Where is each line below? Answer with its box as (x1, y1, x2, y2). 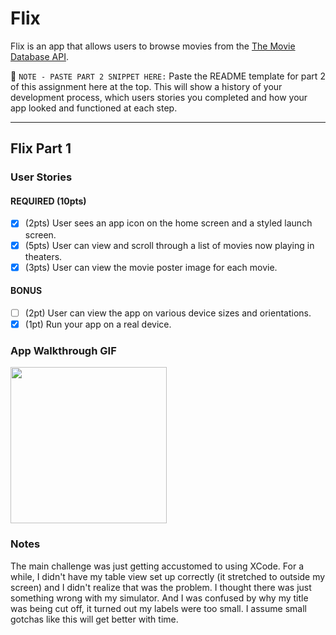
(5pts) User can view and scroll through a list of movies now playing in (24, 239, 315, 251)
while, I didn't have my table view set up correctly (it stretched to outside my (10, 570, 326, 582)
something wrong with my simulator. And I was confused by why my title (10, 592, 309, 604)
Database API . (10, 50, 69, 62)
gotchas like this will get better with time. (10, 613, 179, 625)
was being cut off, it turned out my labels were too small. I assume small (10, 602, 307, 614)
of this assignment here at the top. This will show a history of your (10, 80, 283, 92)
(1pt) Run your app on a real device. (24, 318, 172, 330)
